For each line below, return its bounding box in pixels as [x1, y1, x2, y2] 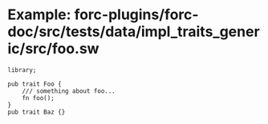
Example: [7, 6, 71, 24]
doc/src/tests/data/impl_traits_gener [7, 22, 260, 41]
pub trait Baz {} [7, 108, 66, 116]
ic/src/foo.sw [7, 40, 99, 58]
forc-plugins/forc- [74, 6, 199, 24]
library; [7, 66, 37, 74]
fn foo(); [22, 94, 55, 102]
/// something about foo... [22, 86, 116, 95]
